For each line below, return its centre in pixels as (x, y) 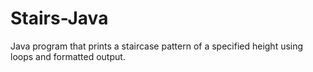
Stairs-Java (59, 18)
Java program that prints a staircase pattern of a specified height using (157, 46)
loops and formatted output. (68, 56)
